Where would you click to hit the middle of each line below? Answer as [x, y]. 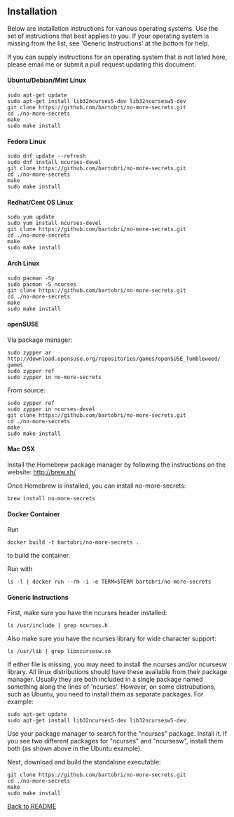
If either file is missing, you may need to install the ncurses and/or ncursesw [117, 664]
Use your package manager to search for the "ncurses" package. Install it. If [117, 734]
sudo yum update [31, 217]
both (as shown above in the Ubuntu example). [75, 748]
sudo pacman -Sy [31, 278]
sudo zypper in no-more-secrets [54, 377]
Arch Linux [23, 263]
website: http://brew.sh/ [42, 472]
